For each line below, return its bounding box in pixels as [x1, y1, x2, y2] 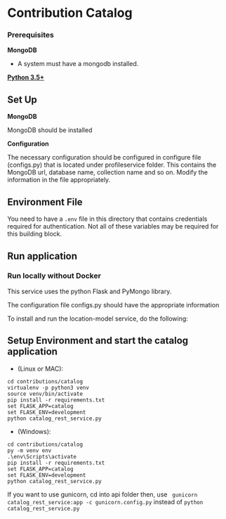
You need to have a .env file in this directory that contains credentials [7, 214, 208, 223]
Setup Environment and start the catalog [7, 335, 189, 347]
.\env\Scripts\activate [7, 453, 77, 460]
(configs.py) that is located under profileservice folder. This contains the [7, 160, 217, 169]
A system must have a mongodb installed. [17, 60, 139, 68]
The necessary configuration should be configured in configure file [7, 153, 201, 162]
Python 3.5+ [7, 73, 44, 82]
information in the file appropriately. [7, 176, 111, 184]
